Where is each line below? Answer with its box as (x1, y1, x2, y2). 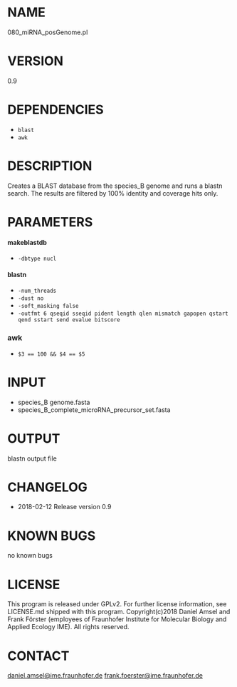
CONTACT (7, 648, 70, 664)
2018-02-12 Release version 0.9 (17, 503, 112, 511)
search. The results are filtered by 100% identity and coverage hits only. (7, 189, 218, 197)
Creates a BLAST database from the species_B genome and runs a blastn (7, 181, 223, 190)
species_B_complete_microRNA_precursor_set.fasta (17, 405, 171, 414)
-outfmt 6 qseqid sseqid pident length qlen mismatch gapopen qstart (17, 310, 229, 318)
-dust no (17, 295, 44, 302)
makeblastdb (7, 238, 48, 246)
